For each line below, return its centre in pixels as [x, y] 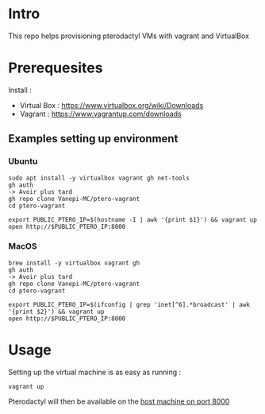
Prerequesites [56, 68]
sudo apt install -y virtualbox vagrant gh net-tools [99, 178]
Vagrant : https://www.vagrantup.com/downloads [100, 114]
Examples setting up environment [93, 139]
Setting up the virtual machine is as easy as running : [94, 372]
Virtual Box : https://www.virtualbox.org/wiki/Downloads [111, 105]
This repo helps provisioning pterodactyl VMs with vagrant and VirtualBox [129, 36]
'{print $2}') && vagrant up [56, 311]
